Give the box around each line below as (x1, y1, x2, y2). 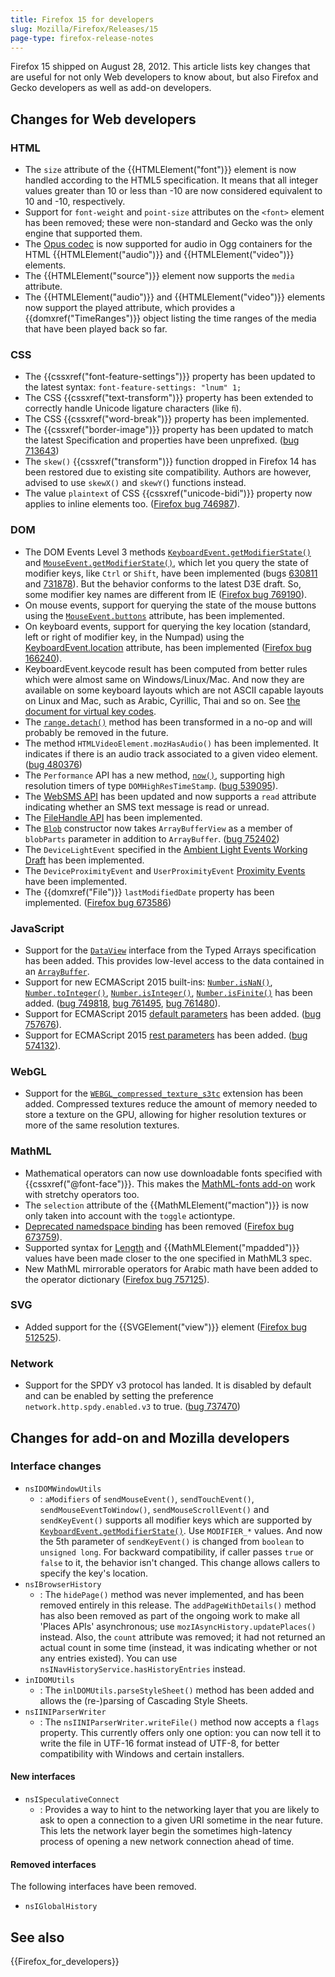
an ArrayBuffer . (24, 965, 90, 977)
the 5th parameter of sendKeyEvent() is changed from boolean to (39, 1535, 305, 1547)
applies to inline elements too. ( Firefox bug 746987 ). (24, 498, 241, 510)
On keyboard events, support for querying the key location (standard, (24, 620, 312, 632)
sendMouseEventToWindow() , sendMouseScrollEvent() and (39, 1503, 270, 1515)
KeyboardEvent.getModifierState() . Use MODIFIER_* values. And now (39, 1524, 323, 1536)
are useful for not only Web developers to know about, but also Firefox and (10, 71, 319, 83)
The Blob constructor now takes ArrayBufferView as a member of (24, 822, 293, 834)
